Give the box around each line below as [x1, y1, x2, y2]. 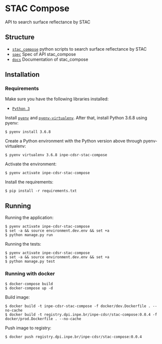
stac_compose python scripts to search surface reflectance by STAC [12, 46, 147, 52]
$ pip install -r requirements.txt [5, 188, 77, 194]
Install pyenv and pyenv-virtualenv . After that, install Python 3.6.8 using [5, 115, 147, 121]
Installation [5, 71, 40, 79]
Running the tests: [5, 241, 41, 247]
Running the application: [5, 215, 54, 220]
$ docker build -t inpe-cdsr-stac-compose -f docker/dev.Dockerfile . [5, 304, 151, 308]
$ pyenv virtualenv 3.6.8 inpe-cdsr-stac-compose [5, 153, 108, 158]
